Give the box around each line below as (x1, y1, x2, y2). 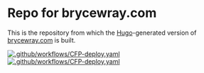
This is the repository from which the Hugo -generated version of (7, 28, 197, 37)
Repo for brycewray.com (7, 5, 157, 21)
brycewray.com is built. (7, 35, 76, 44)
